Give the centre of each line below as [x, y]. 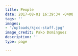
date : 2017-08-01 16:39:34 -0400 [39, 14]
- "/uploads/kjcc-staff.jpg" [35, 28]
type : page [16, 42]
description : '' [22, 37]
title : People [20, 10]
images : [13, 23]
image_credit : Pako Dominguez [36, 32]
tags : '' [14, 19]
